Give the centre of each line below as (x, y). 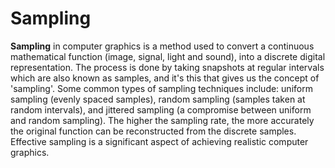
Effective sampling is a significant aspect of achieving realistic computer (159, 141)
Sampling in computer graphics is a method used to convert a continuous (162, 46)
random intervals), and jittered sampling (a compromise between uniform (161, 109)
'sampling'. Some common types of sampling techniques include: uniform (161, 88)
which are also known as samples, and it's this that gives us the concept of (165, 78)
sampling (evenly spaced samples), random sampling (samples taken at (158, 99)
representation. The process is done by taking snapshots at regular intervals (167, 67)
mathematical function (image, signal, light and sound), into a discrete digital (168, 56)
